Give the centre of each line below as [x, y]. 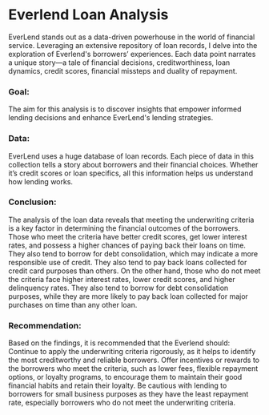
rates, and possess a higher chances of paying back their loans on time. [127, 245]
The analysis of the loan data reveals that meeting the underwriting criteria [131, 220]
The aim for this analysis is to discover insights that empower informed [125, 109]
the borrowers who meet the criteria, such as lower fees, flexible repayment [133, 369]
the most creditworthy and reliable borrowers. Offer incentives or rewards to [134, 360]
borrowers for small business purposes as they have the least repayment [128, 394]
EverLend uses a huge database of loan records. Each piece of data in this [131, 156]
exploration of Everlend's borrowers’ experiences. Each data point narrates [132, 54]
